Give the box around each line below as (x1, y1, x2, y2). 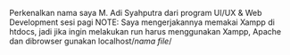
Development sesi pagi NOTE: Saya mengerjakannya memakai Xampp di (9, 17, 275, 27)
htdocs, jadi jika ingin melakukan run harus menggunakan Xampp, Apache (9, 27, 282, 36)
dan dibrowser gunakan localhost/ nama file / (9, 35, 172, 46)
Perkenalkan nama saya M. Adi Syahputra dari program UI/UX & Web (9, 8, 262, 18)
